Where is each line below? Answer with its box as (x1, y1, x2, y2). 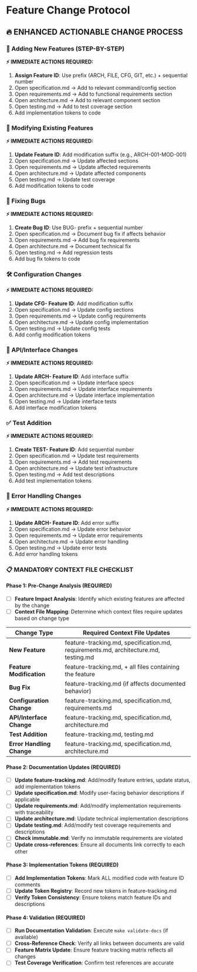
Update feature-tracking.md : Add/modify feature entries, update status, (14, 777, 191, 784)
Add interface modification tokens (14, 404, 97, 411)
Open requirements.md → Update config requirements (14, 312, 147, 319)
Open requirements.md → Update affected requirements (14, 164, 151, 171)
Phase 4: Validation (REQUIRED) (6, 914, 86, 921)
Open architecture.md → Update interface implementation (14, 392, 155, 399)
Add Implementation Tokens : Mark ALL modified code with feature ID (14, 874, 185, 881)
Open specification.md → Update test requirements (14, 453, 139, 460)
